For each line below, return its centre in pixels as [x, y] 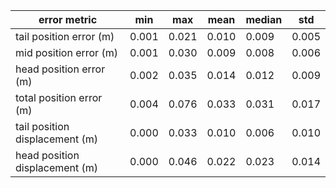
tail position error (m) [65, 36]
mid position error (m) [66, 52]
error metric [68, 19]
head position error [60, 69]
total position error [59, 97]
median [264, 19]
